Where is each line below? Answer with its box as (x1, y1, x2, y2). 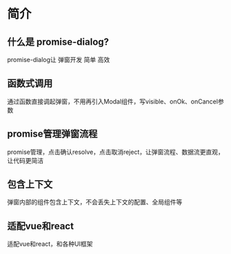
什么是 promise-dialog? (7, 36, 109, 48)
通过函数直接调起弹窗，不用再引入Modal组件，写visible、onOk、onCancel (7, 97, 219, 106)
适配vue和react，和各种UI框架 (7, 240, 93, 248)
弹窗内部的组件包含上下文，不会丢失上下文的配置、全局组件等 (7, 198, 183, 206)
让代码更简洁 (7, 156, 43, 164)
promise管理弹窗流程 (7, 128, 98, 140)
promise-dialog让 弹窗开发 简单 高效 (7, 56, 110, 63)
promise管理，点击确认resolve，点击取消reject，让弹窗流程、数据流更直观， (7, 148, 224, 156)
